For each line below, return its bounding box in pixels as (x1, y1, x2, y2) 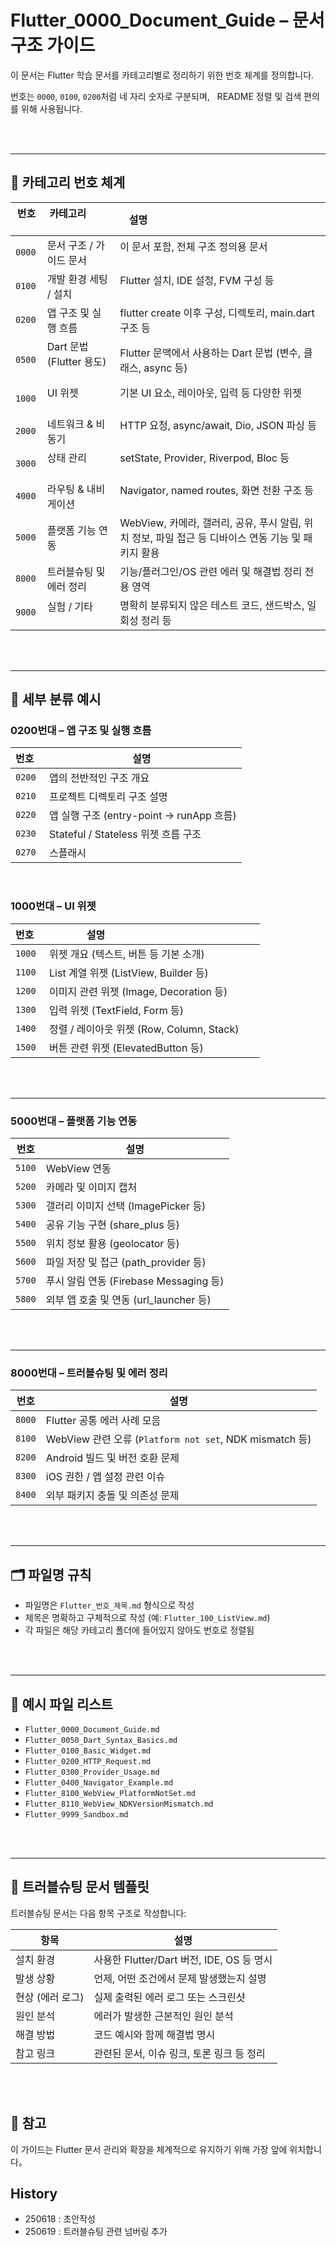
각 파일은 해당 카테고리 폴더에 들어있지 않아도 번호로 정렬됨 (24, 1624, 255, 1636)
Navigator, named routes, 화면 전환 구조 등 (119, 483, 315, 497)
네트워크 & (46, 417, 94, 431)
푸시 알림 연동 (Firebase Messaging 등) (45, 1274, 225, 1288)
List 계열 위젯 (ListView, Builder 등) (49, 966, 209, 980)
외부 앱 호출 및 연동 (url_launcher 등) (45, 1293, 212, 1307)
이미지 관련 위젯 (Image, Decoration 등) (49, 984, 228, 998)
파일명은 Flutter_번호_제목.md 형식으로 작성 (24, 1599, 195, 1611)
